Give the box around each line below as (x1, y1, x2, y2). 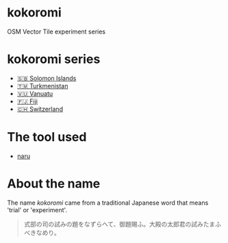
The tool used (7, 129, 87, 145)
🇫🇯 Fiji (16, 97, 38, 105)
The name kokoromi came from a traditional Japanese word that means (7, 199, 209, 207)
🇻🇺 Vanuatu (16, 89, 53, 97)
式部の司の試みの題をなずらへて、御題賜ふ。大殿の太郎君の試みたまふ (23, 220, 221, 228)
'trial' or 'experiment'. (7, 205, 67, 214)
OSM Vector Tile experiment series (7, 27, 106, 36)
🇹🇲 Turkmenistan (16, 81, 68, 90)
